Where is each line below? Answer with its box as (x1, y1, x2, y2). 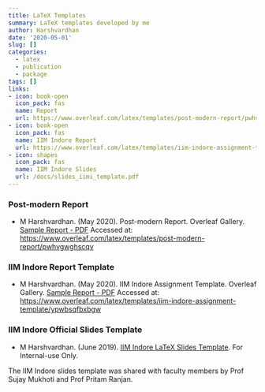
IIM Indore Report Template (8, 262, 114, 273)
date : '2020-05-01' (8, 33, 73, 42)
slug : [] (8, 41, 37, 49)
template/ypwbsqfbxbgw (19, 304, 102, 314)
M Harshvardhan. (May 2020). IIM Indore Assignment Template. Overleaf (19, 279, 257, 289)
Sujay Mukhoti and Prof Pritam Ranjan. (8, 374, 133, 383)
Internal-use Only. (19, 350, 79, 360)
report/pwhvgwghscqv (19, 242, 95, 252)
